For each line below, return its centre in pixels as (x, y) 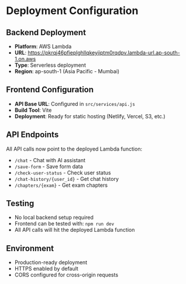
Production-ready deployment (51, 262)
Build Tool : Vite (33, 110)
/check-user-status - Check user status (63, 172)
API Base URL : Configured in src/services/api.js (75, 104)
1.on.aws (25, 59)
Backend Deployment (46, 32)
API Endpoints (32, 135)
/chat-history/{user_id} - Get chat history (66, 179)
